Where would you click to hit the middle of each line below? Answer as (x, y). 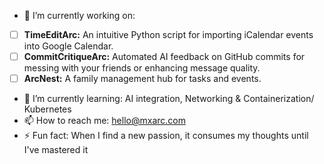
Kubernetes (47, 109)
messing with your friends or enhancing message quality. (142, 68)
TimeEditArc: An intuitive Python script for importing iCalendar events (168, 34)
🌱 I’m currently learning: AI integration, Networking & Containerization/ (169, 99)
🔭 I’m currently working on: (79, 15)
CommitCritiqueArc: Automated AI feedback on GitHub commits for (164, 57)
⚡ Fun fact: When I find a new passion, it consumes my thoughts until (166, 136)
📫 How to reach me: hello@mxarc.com (104, 121)
